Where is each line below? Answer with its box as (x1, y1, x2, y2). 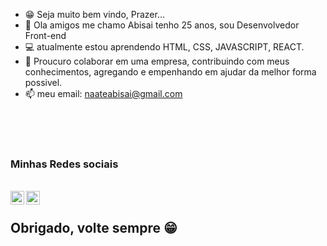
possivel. (24, 77, 63, 88)
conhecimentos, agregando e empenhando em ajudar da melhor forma (24, 66, 317, 78)
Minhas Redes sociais (10, 157, 119, 171)
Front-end (24, 30, 67, 41)
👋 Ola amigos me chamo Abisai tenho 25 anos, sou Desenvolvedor (24, 19, 300, 31)
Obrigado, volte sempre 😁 (10, 219, 178, 236)
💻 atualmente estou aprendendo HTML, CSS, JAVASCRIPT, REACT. (24, 41, 305, 53)
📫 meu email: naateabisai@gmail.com (24, 88, 183, 99)
